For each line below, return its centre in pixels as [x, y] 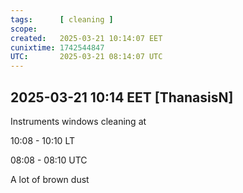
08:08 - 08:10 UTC [49, 160]
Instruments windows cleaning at [78, 121]
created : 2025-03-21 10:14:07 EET [86, 38]
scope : [24, 29]
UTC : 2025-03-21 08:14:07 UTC [86, 57]
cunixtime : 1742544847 [57, 47]
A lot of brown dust [50, 179]
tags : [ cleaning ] [62, 19]
